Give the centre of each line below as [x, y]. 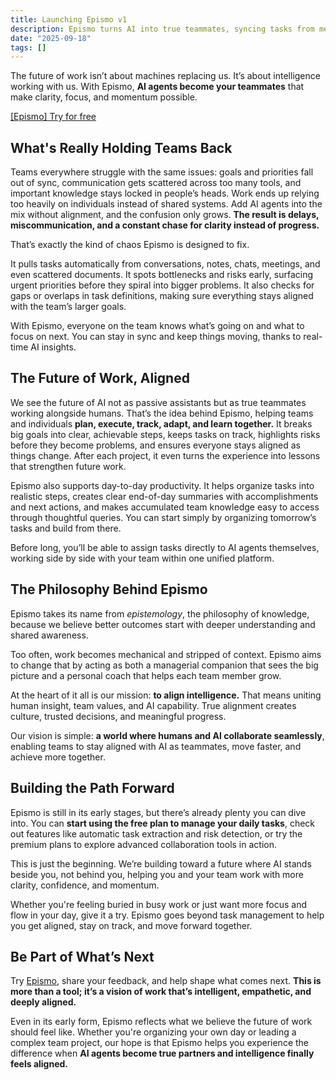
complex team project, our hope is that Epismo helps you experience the [160, 1043]
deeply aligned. [43, 1002]
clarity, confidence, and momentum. [85, 885]
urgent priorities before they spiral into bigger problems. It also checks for [162, 285]
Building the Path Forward [92, 788]
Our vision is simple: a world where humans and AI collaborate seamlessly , [167, 735]
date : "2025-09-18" [51, 38]
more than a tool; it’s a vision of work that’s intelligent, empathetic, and [161, 992]
